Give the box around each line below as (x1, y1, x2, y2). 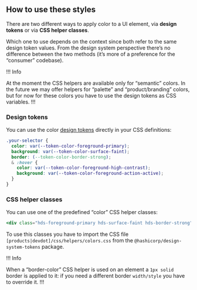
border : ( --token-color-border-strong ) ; (11, 154, 111, 160)
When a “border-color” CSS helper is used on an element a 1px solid (6, 266, 174, 273)
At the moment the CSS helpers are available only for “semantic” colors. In (6, 79, 186, 86)
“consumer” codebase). (6, 56, 64, 64)
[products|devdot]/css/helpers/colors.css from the (6, 237, 134, 244)
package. (42, 244, 64, 251)
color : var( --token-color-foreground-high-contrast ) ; (16, 165, 151, 171)
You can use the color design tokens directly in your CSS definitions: (6, 126, 172, 134)
